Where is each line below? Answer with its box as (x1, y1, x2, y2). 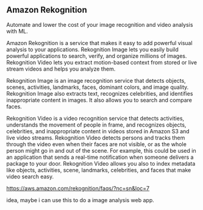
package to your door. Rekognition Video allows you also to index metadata (6, 159, 196, 167)
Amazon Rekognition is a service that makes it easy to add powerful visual (6, 39, 193, 46)
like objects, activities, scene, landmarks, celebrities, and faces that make (6, 166, 191, 173)
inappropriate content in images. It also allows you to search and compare (6, 96, 193, 103)
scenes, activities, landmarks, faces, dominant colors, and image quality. (6, 83, 189, 91)
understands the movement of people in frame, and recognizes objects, (6, 121, 187, 128)
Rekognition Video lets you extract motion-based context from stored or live (6, 58, 197, 66)
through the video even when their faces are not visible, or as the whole (6, 140, 187, 148)
